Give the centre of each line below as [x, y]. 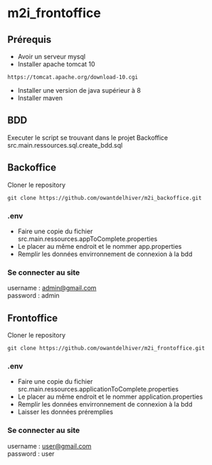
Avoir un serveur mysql [52, 56]
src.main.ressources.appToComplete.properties [88, 239]
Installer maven [40, 98]
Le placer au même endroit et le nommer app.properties [100, 246]
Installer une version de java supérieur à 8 [79, 90]
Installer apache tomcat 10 [56, 64]
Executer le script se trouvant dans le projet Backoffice [88, 138]
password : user [31, 454]
